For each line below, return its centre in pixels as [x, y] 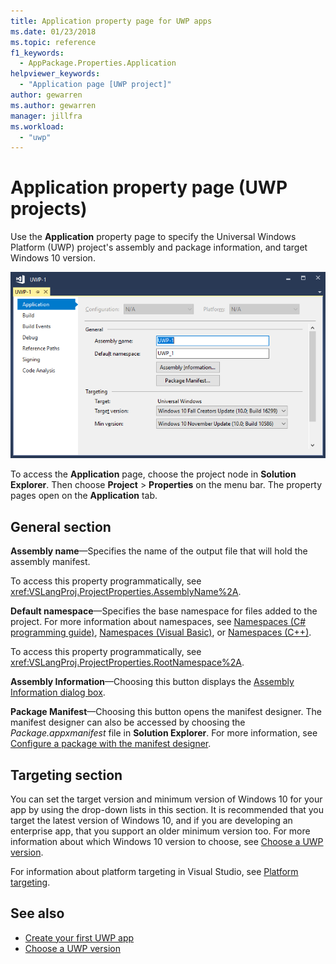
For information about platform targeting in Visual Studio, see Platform [154, 871]
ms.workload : [37, 126]
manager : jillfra [46, 116]
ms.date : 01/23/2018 [53, 31]
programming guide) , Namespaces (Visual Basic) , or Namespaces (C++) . [161, 632]
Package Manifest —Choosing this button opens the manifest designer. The [166, 712]
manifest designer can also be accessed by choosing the [128, 722]
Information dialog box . [58, 692]
